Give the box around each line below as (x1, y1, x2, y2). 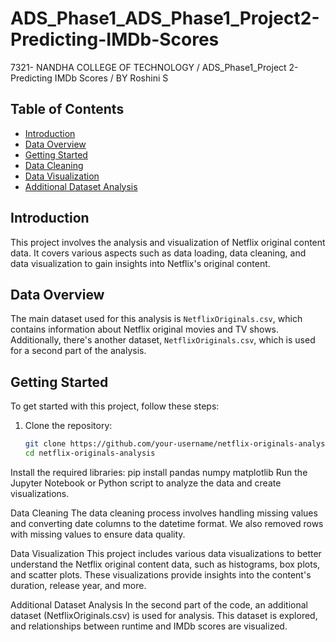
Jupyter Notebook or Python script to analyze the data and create (10, 477, 282, 489)
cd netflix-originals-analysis (24, 448, 156, 459)
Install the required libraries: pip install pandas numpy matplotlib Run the (10, 466, 308, 478)
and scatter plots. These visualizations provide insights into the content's (10, 568, 312, 581)
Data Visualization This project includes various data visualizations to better (10, 547, 322, 559)
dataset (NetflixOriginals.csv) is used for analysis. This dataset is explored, (10, 609, 318, 621)
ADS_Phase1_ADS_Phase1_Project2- (10, 7, 320, 30)
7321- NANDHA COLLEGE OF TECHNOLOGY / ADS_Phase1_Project (10, 61, 287, 73)
